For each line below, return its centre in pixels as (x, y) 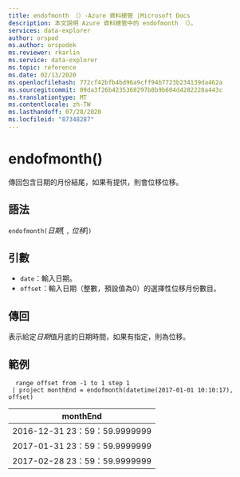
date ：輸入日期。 (48, 278)
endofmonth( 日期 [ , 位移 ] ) (50, 230)
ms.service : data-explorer (53, 61)
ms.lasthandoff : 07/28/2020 (55, 112)
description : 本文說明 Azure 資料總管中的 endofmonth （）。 (102, 23)
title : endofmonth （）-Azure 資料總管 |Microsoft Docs (99, 16)
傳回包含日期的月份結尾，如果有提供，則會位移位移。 (96, 182)
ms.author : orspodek (43, 45)
